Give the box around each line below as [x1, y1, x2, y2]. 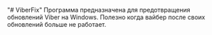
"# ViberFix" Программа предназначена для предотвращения [7, 6, 191, 14]
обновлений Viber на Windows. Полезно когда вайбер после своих [7, 13, 206, 21]
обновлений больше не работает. [7, 21, 107, 28]
